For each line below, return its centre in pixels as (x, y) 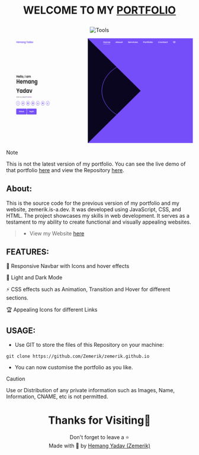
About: (19, 189)
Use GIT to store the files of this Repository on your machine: (89, 345)
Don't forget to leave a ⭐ (99, 437)
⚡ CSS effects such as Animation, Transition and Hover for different (88, 289)
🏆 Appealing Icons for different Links (52, 310)
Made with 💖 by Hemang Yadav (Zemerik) (99, 446)
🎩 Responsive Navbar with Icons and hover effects (68, 266)
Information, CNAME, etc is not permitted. (57, 396)
